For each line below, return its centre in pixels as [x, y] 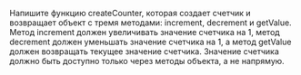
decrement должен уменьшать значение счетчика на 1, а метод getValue [150, 42]
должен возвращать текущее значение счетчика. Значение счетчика [145, 52]
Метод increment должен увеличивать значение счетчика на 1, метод [145, 32]
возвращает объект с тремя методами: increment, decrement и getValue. [151, 23]
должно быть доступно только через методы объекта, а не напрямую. [147, 61]
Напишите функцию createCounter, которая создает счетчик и [130, 13]
